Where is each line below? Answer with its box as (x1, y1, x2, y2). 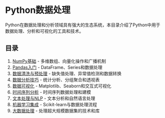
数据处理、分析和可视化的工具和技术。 (5, 28, 83, 34)
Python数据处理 (5, 4, 71, 16)
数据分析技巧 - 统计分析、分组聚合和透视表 (12, 76, 100, 82)
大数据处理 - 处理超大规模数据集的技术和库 (12, 108, 100, 114)
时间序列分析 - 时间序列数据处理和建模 (12, 89, 91, 95)
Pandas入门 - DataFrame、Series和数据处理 (12, 64, 103, 70)
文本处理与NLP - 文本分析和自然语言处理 (12, 95, 95, 101)
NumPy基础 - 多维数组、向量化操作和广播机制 (12, 58, 106, 64)
